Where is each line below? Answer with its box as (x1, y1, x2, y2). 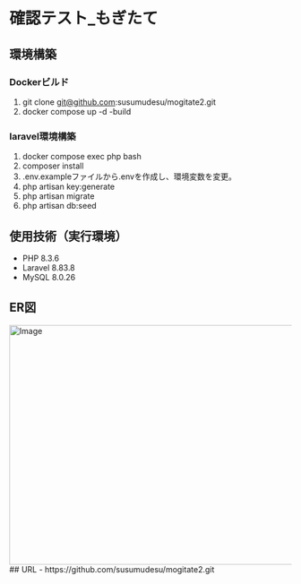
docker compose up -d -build (21, 106, 132, 116)
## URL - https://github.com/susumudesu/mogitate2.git (9, 563, 215, 574)
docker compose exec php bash (21, 151, 142, 162)
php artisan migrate (21, 191, 95, 202)
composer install (21, 160, 84, 171)
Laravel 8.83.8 (21, 262, 76, 273)
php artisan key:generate (21, 181, 116, 193)
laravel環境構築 (9, 130, 76, 142)
